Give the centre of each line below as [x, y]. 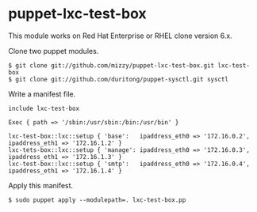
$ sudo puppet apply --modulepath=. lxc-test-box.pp [97, 200]
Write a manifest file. [42, 94]
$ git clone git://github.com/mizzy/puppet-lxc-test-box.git [111, 65]
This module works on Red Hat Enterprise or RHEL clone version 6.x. [120, 36]
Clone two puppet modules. [54, 51]
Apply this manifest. [41, 185]
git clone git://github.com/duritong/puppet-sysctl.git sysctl [122, 79]
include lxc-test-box [44, 108]
